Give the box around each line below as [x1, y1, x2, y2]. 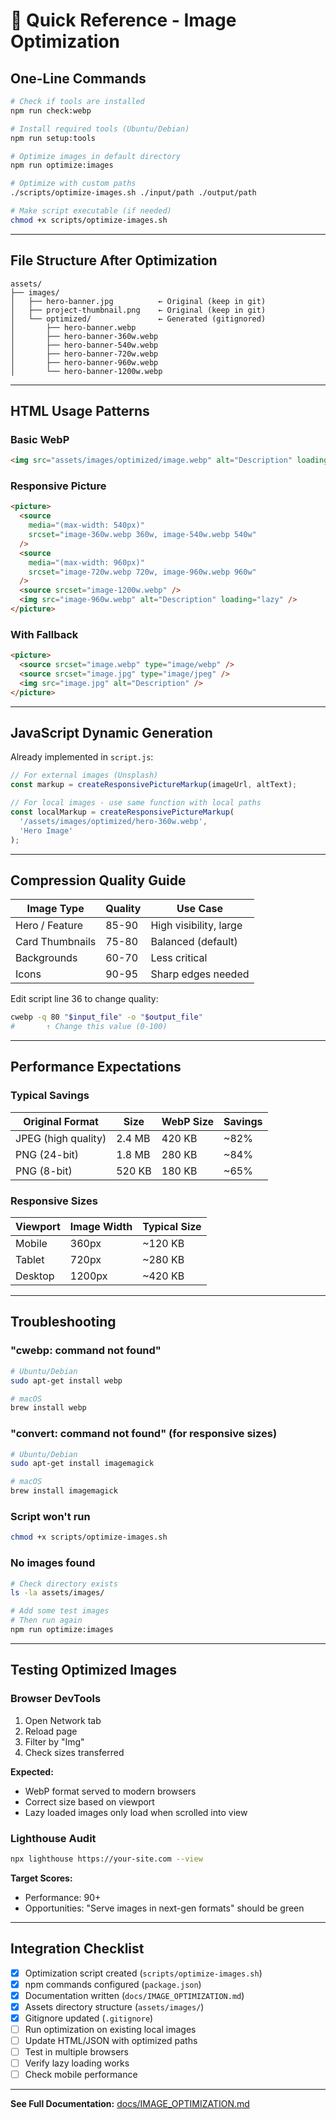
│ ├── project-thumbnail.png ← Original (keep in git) [10, 305, 267, 315]
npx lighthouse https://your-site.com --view [10, 1854, 203, 1864]
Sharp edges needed [150, 967, 250, 981]
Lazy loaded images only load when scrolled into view [24, 1806, 248, 1818]
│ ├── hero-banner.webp [10, 322, 137, 333]
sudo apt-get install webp [10, 1375, 123, 1386]
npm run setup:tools [10, 133, 97, 143]
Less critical [150, 951, 208, 965]
